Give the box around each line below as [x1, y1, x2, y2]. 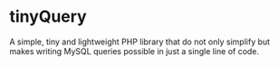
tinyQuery [9, 6, 88, 27]
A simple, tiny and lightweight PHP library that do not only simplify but [9, 36, 270, 47]
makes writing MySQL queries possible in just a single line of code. [9, 45, 260, 56]
